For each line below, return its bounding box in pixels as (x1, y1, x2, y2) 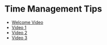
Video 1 (11, 24, 27, 30)
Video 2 (11, 30, 28, 35)
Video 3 (11, 35, 28, 41)
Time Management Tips (4, 3, 102, 15)
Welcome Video (11, 19, 44, 25)
